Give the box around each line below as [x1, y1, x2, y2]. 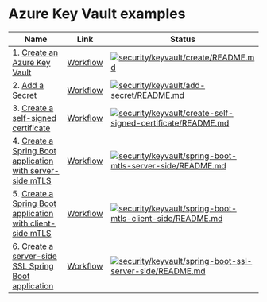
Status [169, 33, 196, 45]
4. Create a [12, 135, 54, 146]
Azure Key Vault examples [8, 5, 186, 23]
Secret [12, 89, 37, 100]
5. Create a [12, 188, 54, 199]
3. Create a [12, 103, 54, 114]
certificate [12, 122, 51, 134]
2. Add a [12, 79, 44, 91]
